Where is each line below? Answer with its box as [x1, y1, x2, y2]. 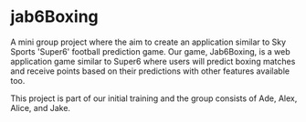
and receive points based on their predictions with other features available [10, 66, 290, 76]
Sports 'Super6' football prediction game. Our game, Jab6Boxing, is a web [10, 46, 290, 56]
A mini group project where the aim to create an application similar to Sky [10, 36, 287, 47]
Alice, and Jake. [10, 102, 71, 113]
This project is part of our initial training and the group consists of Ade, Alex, [10, 93, 298, 104]
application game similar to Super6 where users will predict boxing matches [10, 56, 296, 66]
